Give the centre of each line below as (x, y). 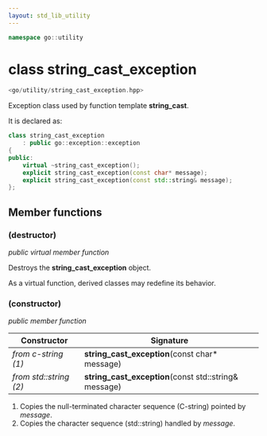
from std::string (41, 377)
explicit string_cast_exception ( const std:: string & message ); (128, 180)
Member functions (55, 212)
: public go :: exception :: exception (81, 143)
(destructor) (33, 235)
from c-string (38, 354)
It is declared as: (35, 121)
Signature (170, 341)
